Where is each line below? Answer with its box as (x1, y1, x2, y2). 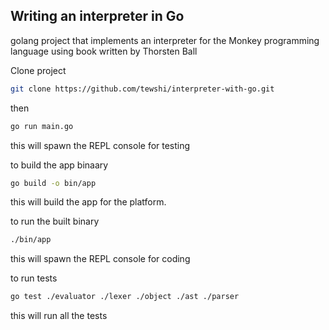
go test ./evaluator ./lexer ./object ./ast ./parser (10, 292, 240, 302)
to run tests (10, 272, 58, 284)
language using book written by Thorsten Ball (10, 45, 198, 57)
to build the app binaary (10, 159, 109, 171)
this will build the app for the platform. (10, 196, 167, 208)
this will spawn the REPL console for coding (10, 253, 191, 265)
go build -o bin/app (10, 178, 97, 188)
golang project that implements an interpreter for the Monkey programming (10, 34, 320, 46)
